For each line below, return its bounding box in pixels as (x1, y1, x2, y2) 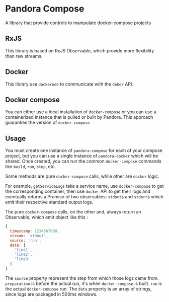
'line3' (14, 257, 30, 262)
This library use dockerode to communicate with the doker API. (5, 81, 133, 87)
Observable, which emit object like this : (5, 214, 88, 220)
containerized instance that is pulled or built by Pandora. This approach (5, 114, 153, 120)
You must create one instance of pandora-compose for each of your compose (5, 147, 162, 154)
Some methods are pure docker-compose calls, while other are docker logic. (5, 173, 159, 179)
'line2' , (14, 252, 33, 257)
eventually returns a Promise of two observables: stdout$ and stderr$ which (5, 194, 163, 200)
